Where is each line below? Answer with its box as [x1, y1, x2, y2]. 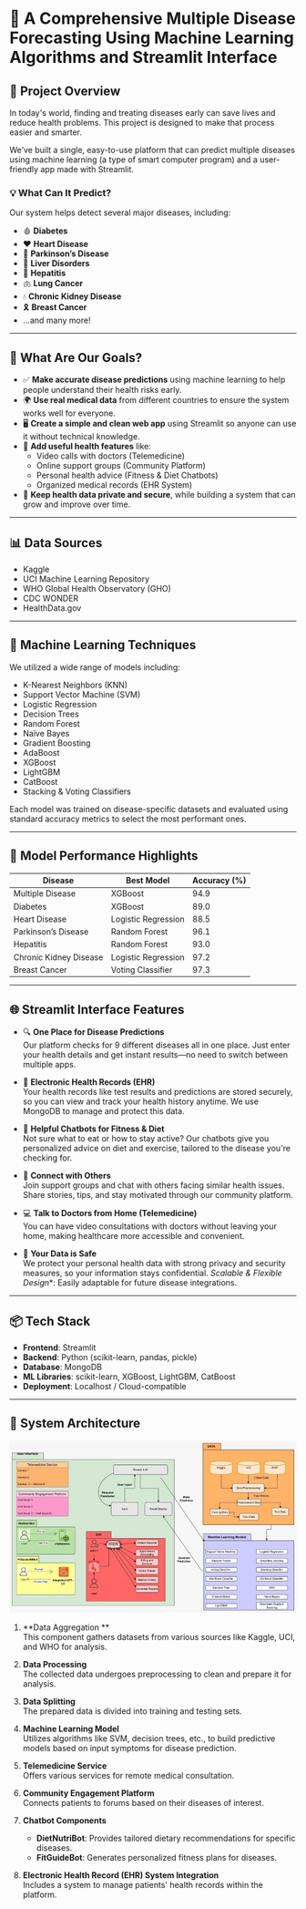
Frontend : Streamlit [22, 1342, 97, 1353]
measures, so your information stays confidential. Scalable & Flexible [22, 1267, 282, 1279]
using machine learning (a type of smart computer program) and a [9, 154, 258, 165]
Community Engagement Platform [22, 1788, 155, 1799]
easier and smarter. [9, 127, 82, 138]
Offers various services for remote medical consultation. [22, 1770, 235, 1781]
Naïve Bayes [22, 727, 70, 738]
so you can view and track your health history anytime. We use [22, 1096, 260, 1107]
